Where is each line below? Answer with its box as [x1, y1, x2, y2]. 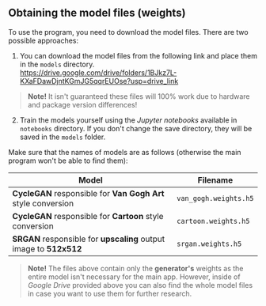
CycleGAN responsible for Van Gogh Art [12, 187, 165, 198]
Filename [197, 174, 234, 185]
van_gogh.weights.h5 [177, 194, 254, 202]
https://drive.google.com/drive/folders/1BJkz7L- [19, 67, 177, 77]
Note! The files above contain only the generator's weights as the [27, 263, 244, 273]
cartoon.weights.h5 [177, 217, 250, 225]
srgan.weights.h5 [177, 239, 242, 248]
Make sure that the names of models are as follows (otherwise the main [8, 147, 241, 157]
